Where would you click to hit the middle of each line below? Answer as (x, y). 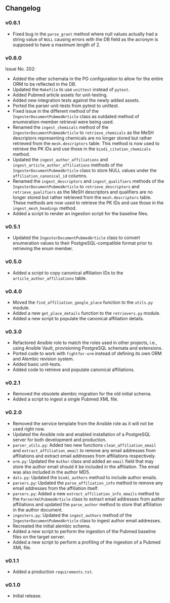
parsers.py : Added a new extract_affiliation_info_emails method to (86, 493)
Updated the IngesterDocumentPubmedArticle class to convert (76, 238)
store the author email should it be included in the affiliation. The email (86, 466)
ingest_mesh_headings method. (45, 208)
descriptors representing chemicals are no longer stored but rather (82, 138)
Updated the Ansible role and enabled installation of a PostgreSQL (81, 434)
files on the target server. (39, 537)
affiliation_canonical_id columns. (50, 176)
